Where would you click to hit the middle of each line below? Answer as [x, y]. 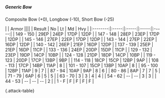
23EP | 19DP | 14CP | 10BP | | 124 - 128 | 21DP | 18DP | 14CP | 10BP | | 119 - [81, 55]
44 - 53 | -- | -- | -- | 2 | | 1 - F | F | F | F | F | [49, 81]
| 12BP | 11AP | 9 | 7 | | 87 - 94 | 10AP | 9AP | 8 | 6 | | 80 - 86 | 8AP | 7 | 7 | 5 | [83, 70]
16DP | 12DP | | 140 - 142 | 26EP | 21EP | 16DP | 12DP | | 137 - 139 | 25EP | [79, 44]
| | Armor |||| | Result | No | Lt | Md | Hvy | [47, 29]
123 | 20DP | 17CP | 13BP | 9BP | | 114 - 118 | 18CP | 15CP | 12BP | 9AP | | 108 [82, 60]
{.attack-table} [20, 91]
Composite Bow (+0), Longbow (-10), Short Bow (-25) [60, 19]
